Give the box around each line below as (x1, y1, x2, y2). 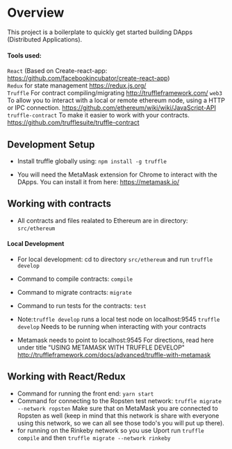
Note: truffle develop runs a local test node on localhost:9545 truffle (17, 315, 220, 323)
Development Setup (7, 138, 95, 150)
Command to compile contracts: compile (17, 275, 133, 283)
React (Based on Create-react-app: (7, 67, 108, 75)
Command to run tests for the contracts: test (17, 301, 147, 310)
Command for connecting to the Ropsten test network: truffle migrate (17, 396, 222, 405)
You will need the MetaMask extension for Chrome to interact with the (17, 170, 217, 179)
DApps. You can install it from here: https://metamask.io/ (17, 177, 179, 186)
